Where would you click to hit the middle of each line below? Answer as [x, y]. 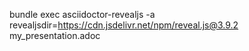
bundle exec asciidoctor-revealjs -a [82, 14]
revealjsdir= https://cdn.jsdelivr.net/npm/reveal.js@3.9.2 [124, 25]
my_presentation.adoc [55, 35]
